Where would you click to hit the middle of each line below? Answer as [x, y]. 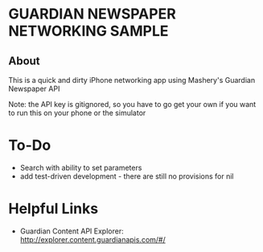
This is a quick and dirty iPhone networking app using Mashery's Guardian [132, 80]
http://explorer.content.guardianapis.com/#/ [93, 239]
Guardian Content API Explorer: [72, 231]
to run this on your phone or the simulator [77, 113]
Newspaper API [34, 89]
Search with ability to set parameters [81, 167]
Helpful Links [53, 209]
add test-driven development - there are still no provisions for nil [127, 176]
